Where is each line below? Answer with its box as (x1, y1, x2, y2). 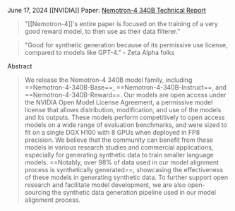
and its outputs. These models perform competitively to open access (24, 113, 225, 121)
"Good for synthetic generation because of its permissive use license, (24, 41, 228, 49)
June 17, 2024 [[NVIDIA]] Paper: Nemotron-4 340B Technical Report (7, 6, 206, 14)
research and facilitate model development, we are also (24, 181, 186, 189)
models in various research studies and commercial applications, (24, 143, 214, 151)
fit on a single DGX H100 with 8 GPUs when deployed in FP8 (24, 128, 200, 136)
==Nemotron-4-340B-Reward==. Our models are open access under (24, 91, 227, 99)
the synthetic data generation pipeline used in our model (52, 188, 217, 196)
